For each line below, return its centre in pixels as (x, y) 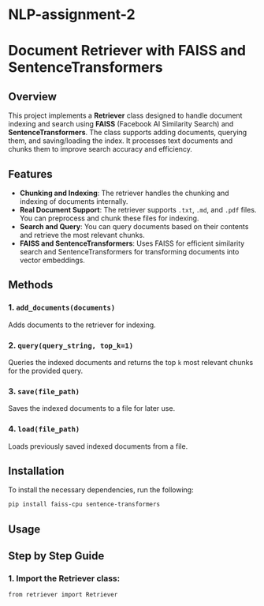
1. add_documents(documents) (62, 307)
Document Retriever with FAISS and (127, 51)
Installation (36, 470)
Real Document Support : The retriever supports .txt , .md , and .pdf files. (138, 210)
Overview (33, 96)
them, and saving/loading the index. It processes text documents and (121, 141)
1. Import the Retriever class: (64, 578)
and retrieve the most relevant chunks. (82, 235)
